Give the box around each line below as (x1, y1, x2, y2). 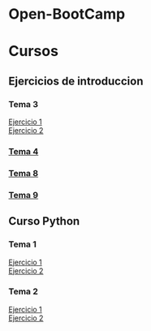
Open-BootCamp (8, 5, 126, 24)
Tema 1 (8, 239, 37, 250)
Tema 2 (8, 286, 38, 297)
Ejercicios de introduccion (8, 74, 144, 88)
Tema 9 (8, 189, 39, 200)
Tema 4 (8, 145, 39, 157)
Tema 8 (8, 167, 39, 178)
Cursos (8, 42, 59, 61)
